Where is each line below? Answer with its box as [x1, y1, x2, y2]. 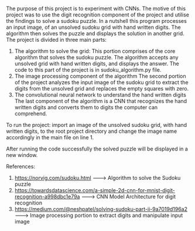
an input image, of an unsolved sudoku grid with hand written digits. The [6, 24, 181, 31]
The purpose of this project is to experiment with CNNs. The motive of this [6, 5, 186, 12]
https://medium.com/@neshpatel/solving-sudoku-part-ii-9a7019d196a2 [14, 206, 188, 212]
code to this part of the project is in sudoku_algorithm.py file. [14, 66, 162, 73]
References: [6, 163, 35, 170]
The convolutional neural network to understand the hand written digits [14, 91, 186, 98]
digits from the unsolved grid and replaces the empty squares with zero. [14, 85, 189, 92]
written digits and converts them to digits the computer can [14, 104, 158, 111]
